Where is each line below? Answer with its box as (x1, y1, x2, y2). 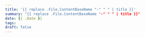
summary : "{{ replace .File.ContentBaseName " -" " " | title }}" (5, 12, 141, 16)
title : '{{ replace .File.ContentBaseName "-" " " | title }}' (5, 7, 136, 12)
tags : (5, 20, 16, 25)
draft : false (5, 25, 32, 30)
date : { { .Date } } (5, 16, 42, 21)
